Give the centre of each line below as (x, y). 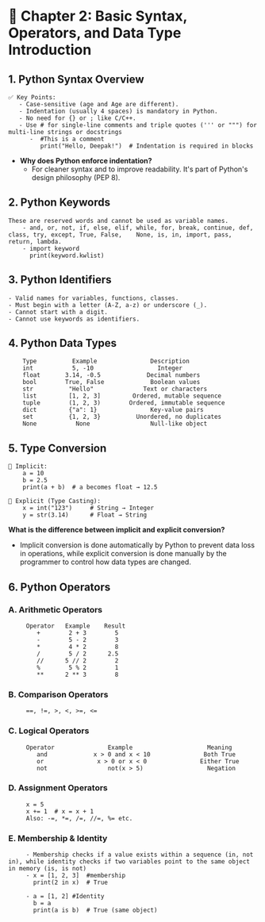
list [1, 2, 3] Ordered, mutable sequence (122, 396)
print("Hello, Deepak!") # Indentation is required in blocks (147, 146)
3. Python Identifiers (60, 280)
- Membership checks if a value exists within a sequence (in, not (140, 855)
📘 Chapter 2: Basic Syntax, (98, 16)
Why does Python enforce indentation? (86, 161)
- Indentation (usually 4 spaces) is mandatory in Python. (118, 111)
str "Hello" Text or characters (115, 389)
